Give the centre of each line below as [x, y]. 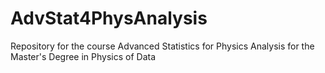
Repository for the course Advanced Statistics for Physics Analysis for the [162, 46]
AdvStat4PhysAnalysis [109, 18]
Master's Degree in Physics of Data [83, 56]
